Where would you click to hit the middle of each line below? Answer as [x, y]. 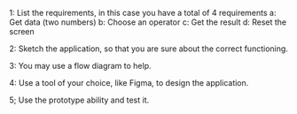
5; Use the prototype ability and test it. [79, 100]
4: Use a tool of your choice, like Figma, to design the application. [129, 83]
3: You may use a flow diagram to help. [81, 66]
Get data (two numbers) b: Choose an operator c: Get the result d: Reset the [148, 22]
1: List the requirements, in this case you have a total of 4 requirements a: [143, 13]
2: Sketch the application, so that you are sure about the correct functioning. [148, 49]
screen [22, 31]
